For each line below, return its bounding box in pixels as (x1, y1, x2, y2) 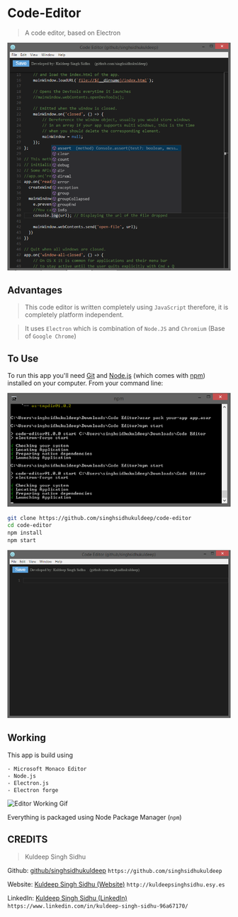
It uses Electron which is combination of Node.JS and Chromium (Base (24, 325, 225, 333)
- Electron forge (7, 786, 59, 793)
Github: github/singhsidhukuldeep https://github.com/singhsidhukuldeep (7, 866, 222, 874)
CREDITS (7, 833, 48, 846)
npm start (7, 537, 37, 544)
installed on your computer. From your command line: (7, 379, 164, 388)
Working (7, 732, 46, 744)
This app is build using (7, 751, 73, 759)
